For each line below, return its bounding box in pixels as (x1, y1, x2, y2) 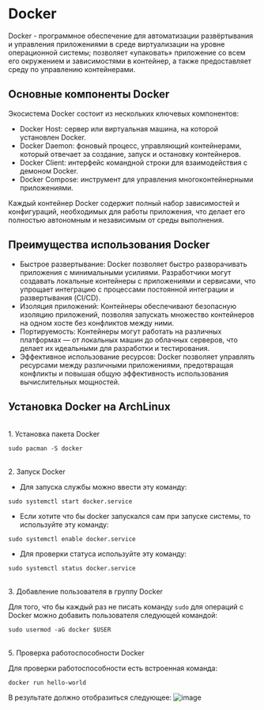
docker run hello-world (8, 679, 87, 687)
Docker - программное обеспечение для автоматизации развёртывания (8, 31, 254, 40)
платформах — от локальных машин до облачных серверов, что (19, 334, 239, 345)
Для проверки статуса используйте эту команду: (19, 549, 187, 559)
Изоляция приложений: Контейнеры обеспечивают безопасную (19, 301, 237, 311)
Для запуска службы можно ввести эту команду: (19, 483, 187, 492)
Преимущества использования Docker (8, 239, 210, 252)
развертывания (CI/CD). (19, 292, 101, 302)
